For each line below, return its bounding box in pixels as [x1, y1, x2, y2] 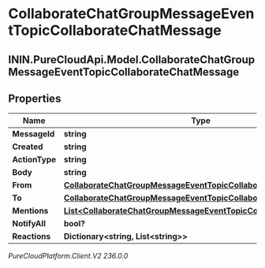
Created [12, 141, 43, 152]
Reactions [12, 231, 51, 242]
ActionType [12, 154, 57, 166]
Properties [8, 91, 62, 105]
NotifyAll [12, 218, 46, 229]
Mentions [12, 206, 49, 217]
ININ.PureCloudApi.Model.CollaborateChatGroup [8, 53, 256, 66]
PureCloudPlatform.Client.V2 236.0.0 [8, 251, 129, 261]
